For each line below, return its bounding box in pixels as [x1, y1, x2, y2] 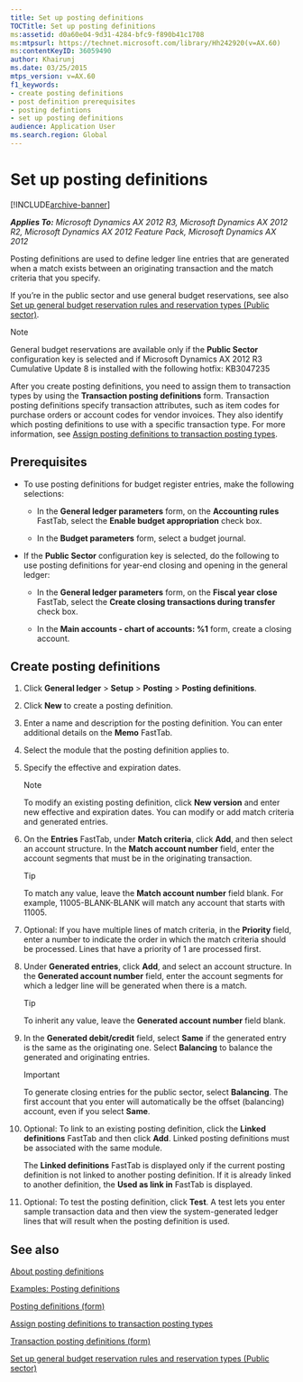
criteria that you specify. [10, 272, 101, 283]
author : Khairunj [10, 55, 76, 64]
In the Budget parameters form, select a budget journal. [36, 533, 246, 544]
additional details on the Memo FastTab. [23, 728, 173, 738]
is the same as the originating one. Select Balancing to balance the [23, 1042, 273, 1053]
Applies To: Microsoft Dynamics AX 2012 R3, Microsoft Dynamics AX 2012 [10, 216, 289, 227]
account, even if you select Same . [23, 1106, 151, 1117]
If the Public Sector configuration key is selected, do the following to [23, 550, 280, 561]
